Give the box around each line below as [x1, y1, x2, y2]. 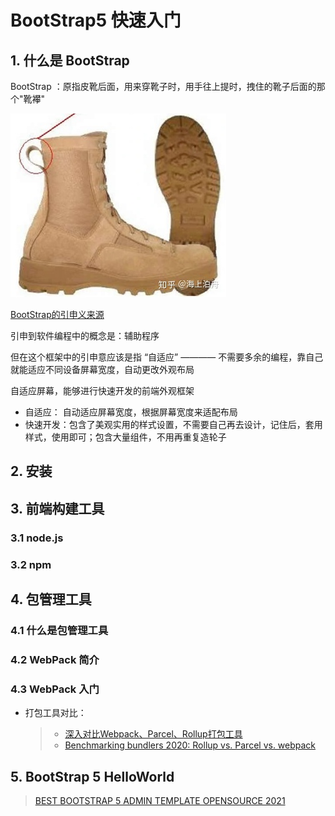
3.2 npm [10, 557, 52, 571]
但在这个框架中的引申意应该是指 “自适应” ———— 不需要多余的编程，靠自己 [10, 351, 324, 363]
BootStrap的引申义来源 [10, 309, 105, 320]
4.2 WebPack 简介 [10, 652, 100, 666]
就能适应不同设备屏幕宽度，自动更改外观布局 [10, 364, 195, 375]
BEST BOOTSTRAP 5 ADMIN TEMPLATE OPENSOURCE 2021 [34, 794, 286, 806]
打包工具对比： [24, 707, 87, 719]
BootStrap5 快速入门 [10, 9, 182, 32]
